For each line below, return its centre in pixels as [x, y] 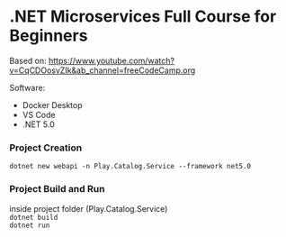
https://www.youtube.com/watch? [112, 60]
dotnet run [30, 225]
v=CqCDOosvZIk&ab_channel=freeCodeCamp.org [103, 70]
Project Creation [46, 148]
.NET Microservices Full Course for [143, 17]
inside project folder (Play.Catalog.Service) [89, 208]
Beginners [49, 36]
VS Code [39, 114]
